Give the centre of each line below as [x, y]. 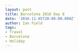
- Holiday [15, 41]
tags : [11, 28]
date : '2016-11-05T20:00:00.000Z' [40, 18]
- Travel [14, 32]
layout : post [18, 9]
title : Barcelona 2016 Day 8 [35, 14]
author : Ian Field [24, 23]
